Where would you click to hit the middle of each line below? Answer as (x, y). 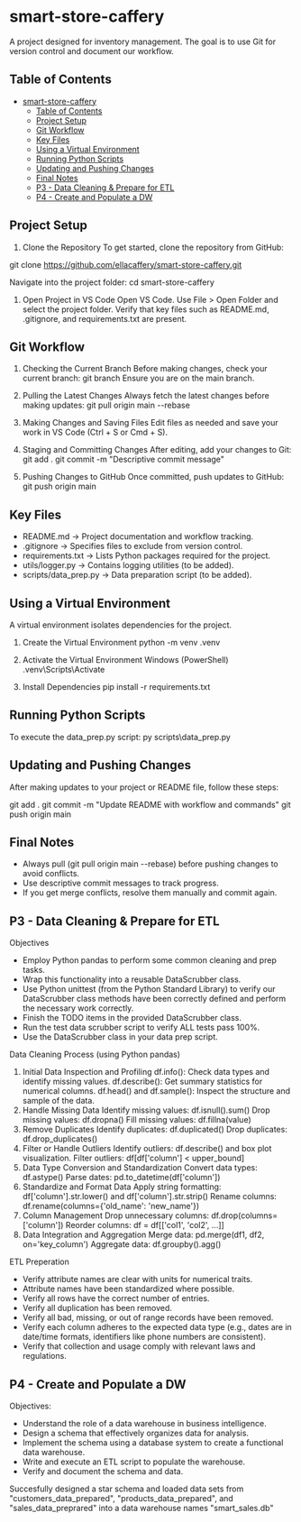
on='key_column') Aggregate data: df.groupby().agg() (122, 1244)
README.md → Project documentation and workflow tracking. (138, 536)
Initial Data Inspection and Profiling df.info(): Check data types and (146, 1072)
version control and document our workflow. (91, 50)
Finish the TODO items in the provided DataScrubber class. (132, 1018)
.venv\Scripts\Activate (64, 669)
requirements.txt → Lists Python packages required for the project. (146, 555)
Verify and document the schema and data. (103, 1472)
